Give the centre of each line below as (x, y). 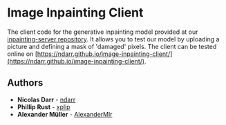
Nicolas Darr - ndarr (46, 99)
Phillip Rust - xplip (44, 107)
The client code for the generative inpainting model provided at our (103, 32)
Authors (25, 83)
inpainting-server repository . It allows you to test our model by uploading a (113, 39)
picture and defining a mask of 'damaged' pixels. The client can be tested (112, 46)
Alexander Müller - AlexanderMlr (65, 114)
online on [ (22, 54)
